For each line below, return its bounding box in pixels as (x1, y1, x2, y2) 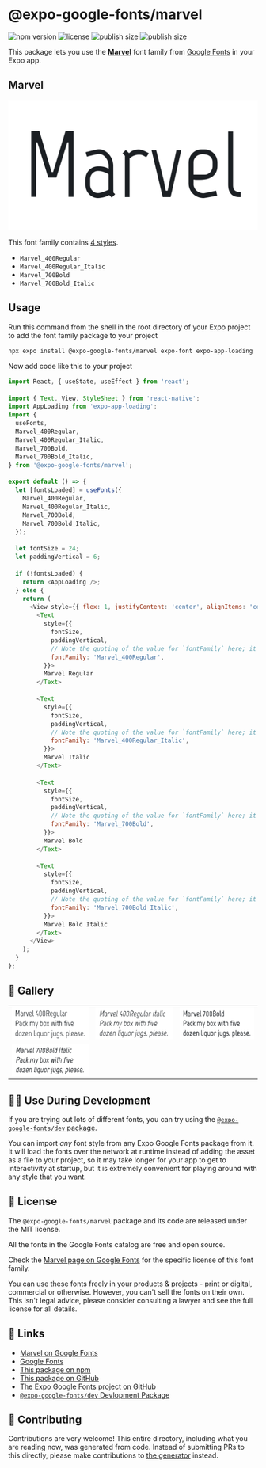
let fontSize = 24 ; (15, 545, 80, 553)
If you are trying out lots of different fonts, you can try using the (8, 1115, 216, 1124)
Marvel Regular (43, 670, 93, 678)
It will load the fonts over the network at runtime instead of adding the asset (8, 1147, 256, 1157)
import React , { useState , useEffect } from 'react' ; (8, 378, 190, 386)
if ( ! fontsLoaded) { (15, 569, 83, 577)
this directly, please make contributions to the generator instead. (8, 1451, 219, 1460)
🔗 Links (8, 1327, 45, 1341)
